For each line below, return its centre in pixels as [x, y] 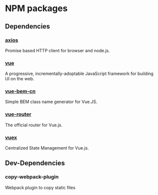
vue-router [18, 114]
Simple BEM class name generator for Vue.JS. [51, 102]
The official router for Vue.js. [34, 125]
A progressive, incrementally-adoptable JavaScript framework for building [79, 74]
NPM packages [36, 8]
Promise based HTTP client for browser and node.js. [58, 50]
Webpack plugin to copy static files [40, 187]
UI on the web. [20, 79]
